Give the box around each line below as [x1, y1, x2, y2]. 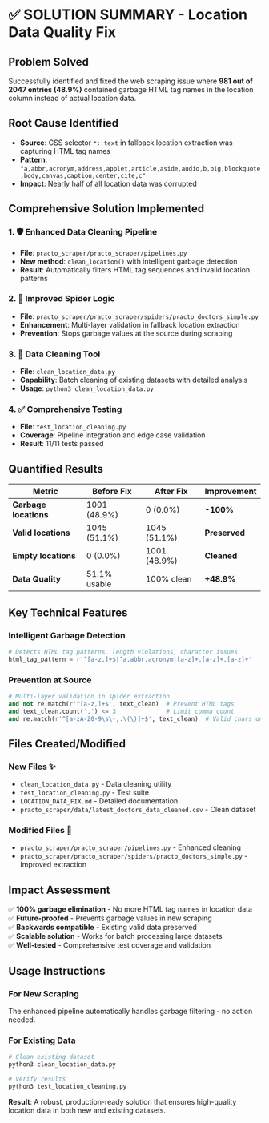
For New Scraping [8, 988, 80, 999]
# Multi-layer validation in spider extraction [8, 692, 171, 700]
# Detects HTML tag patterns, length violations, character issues [8, 647, 239, 656]
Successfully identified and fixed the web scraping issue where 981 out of [8, 76, 254, 86]
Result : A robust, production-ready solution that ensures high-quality [8, 1097, 237, 1106]
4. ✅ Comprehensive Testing [8, 404, 122, 415]
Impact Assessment [8, 883, 110, 896]
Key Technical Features [8, 606, 128, 619]
